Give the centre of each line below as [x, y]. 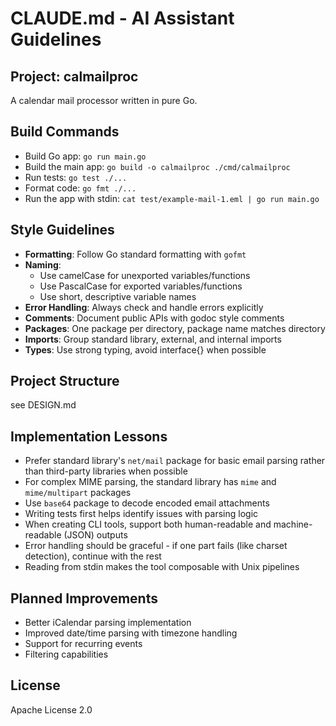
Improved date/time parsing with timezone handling [131, 633]
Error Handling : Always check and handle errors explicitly [144, 307]
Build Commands [65, 132]
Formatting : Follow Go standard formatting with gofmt [135, 254]
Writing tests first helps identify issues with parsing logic [141, 514]
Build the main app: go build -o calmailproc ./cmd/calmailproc [157, 166]
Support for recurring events [83, 644]
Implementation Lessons [89, 436]
